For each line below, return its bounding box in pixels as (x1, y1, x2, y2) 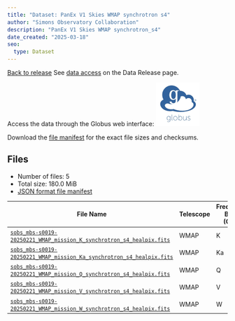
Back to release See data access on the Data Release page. (7, 69, 179, 76)
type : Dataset (13, 48, 55, 55)
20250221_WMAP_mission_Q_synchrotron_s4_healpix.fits (10, 271, 171, 278)
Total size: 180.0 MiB (17, 179, 77, 188)
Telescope (179, 210, 211, 219)
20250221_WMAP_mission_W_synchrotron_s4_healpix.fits (10, 305, 171, 312)
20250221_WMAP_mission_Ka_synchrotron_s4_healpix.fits (10, 253, 173, 261)
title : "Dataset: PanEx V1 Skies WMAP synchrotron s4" (7, 11, 171, 18)
